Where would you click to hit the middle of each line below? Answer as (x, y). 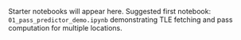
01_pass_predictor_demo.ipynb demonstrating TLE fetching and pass (120, 20)
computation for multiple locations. (65, 28)
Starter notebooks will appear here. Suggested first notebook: (110, 11)
